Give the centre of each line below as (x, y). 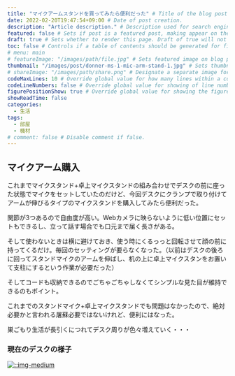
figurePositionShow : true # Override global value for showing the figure (119, 92)
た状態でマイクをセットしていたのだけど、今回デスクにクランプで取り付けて (117, 194)
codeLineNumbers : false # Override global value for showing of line (111, 85)
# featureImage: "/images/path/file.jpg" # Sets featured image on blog (115, 59)
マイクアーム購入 (44, 167)
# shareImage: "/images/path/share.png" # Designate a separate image (112, 72)
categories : (24, 105)
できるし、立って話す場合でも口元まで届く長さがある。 (99, 226)
